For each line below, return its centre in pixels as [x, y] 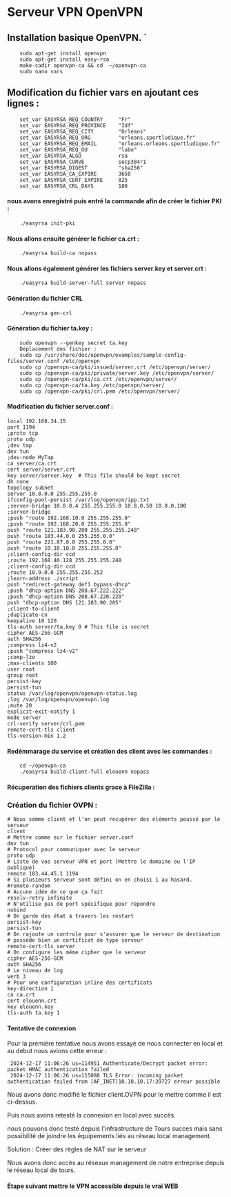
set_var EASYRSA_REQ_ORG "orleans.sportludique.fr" [108, 138]
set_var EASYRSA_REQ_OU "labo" [78, 149]
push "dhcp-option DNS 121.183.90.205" [64, 603]
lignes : [23, 103]
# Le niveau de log [35, 971]
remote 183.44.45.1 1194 [43, 874]
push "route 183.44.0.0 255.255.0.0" [61, 537]
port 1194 [21, 427]
